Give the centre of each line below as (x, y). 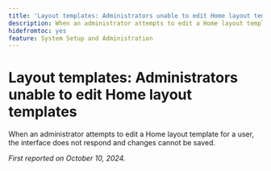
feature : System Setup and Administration (81, 38)
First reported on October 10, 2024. (67, 158)
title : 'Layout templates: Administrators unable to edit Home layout (129, 16)
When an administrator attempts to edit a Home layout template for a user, (131, 134)
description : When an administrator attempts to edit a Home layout (126, 23)
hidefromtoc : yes (38, 31)
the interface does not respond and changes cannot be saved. (112, 143)
